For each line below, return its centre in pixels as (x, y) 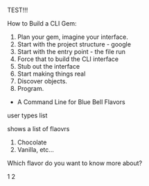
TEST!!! (18, 10)
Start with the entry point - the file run (71, 52)
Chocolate (32, 142)
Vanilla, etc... (35, 150)
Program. (30, 88)
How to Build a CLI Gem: (42, 23)
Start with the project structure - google (74, 44)
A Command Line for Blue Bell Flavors (71, 102)
